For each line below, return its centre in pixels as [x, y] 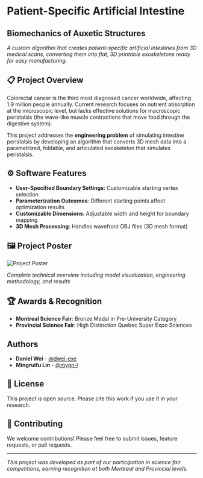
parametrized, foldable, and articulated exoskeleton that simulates [89, 148]
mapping [27, 220]
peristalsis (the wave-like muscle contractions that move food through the [98, 117]
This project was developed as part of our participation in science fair [94, 462]
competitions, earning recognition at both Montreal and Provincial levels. [98, 468]
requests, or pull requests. [39, 445]
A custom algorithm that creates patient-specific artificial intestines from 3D [102, 48]
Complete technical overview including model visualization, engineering [96, 275]
